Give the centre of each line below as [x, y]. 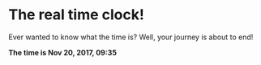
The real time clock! [76, 15]
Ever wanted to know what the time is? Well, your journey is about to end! [131, 37]
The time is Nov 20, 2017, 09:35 [63, 52]
